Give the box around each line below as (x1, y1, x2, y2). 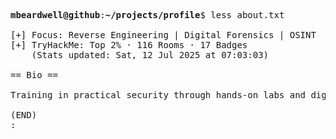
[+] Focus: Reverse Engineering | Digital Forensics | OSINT (10, 30, 317, 40)
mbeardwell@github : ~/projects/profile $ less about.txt (10, 10, 285, 20)
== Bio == (10, 70, 58, 80)
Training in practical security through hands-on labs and (10, 90, 307, 100)
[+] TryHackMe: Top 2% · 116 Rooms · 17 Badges (10, 40, 248, 50)
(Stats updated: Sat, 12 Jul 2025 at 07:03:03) (31, 50, 270, 60)
